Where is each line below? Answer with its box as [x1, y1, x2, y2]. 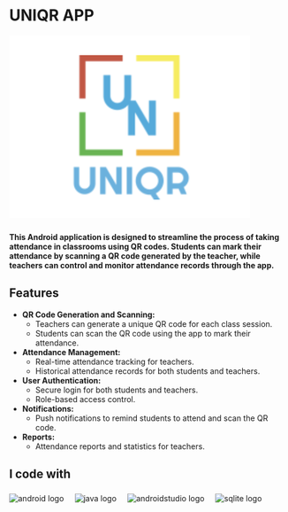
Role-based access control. [34, 393, 136, 404]
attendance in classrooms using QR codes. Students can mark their [9, 241, 262, 252]
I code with [9, 467, 72, 482]
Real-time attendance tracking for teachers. [34, 356, 194, 367]
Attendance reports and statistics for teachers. [34, 440, 205, 452]
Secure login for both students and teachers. [34, 384, 199, 395]
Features [9, 285, 59, 301]
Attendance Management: [21, 346, 121, 357]
